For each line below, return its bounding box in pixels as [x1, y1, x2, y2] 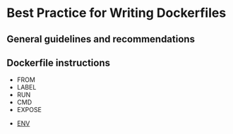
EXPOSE [16, 106, 42, 114]
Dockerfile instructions [6, 56, 111, 68]
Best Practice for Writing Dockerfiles [6, 5, 227, 21]
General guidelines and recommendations [6, 33, 196, 45]
